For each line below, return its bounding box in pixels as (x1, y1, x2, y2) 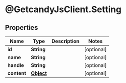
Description (51, 38, 80, 44)
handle (7, 62, 25, 68)
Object (31, 70, 47, 77)
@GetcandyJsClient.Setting (5, 4, 122, 15)
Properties (5, 23, 38, 32)
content (7, 70, 26, 77)
